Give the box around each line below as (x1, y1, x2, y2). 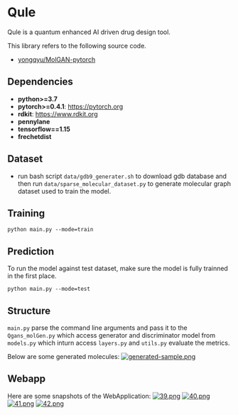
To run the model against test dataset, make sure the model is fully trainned (7, 264, 229, 273)
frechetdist (17, 132, 52, 140)
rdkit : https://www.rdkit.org (17, 109, 98, 118)
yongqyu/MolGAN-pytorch (17, 55, 96, 64)
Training (7, 207, 45, 219)
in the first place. (7, 272, 57, 280)
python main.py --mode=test (7, 285, 91, 293)
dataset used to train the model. (17, 187, 112, 195)
